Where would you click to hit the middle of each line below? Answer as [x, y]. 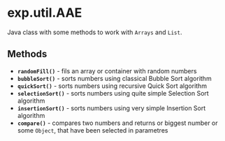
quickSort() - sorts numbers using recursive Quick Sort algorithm [112, 86]
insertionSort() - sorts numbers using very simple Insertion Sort [111, 108]
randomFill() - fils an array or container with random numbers [107, 70]
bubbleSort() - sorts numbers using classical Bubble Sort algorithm [114, 78]
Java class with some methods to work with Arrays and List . [95, 32]
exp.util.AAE [45, 13]
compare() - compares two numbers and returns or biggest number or [117, 123]
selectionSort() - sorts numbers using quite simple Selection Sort [113, 93]
